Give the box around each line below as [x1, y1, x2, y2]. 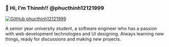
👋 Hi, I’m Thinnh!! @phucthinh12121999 [5, 4, 104, 11]
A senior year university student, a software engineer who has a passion [5, 25, 157, 31]
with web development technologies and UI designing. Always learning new [5, 31, 164, 37]
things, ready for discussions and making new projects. [5, 36, 121, 42]
